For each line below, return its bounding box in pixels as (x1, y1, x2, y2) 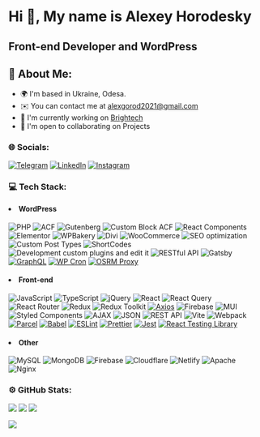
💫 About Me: (8, 66, 73, 80)
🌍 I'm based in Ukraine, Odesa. (19, 89, 126, 99)
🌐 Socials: (8, 142, 50, 153)
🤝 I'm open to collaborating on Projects (19, 122, 151, 131)
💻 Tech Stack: (8, 181, 67, 192)
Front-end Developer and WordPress (8, 40, 198, 54)
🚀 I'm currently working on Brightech (19, 113, 143, 122)
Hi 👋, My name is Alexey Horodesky (8, 7, 253, 26)
